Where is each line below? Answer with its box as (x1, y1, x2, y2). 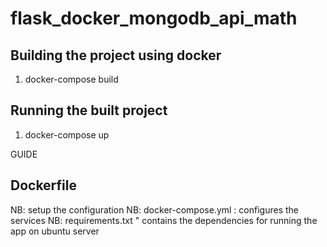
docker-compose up (24, 128, 110, 141)
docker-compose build (24, 73, 119, 85)
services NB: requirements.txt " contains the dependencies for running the (10, 214, 318, 226)
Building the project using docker (10, 47, 222, 64)
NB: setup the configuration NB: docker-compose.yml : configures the (10, 203, 299, 216)
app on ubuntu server (10, 225, 100, 237)
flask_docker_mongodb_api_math (10, 7, 298, 30)
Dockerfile (10, 177, 78, 194)
